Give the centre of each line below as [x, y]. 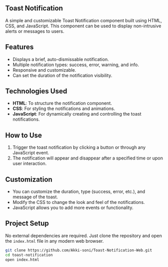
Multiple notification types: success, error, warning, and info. [76, 65]
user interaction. [30, 164]
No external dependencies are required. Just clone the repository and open [84, 235]
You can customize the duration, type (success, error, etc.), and [79, 192]
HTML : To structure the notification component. [62, 103]
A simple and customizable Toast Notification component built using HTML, [84, 20]
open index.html [22, 259]
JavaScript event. [31, 153]
